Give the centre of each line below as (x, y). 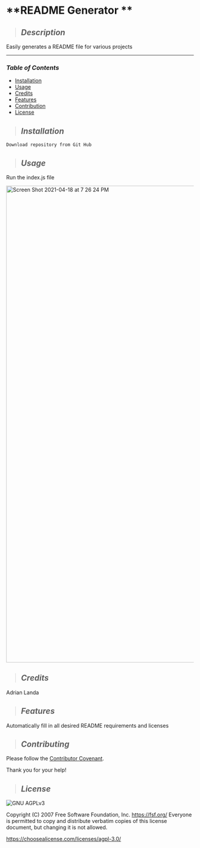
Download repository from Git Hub (49, 145)
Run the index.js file (30, 177)
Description (43, 32)
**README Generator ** (69, 10)
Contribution (30, 106)
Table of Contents (33, 67)
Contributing (45, 744)
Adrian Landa (23, 692)
